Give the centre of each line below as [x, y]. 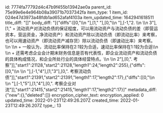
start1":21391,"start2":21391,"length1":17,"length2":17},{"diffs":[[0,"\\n [86, 77]
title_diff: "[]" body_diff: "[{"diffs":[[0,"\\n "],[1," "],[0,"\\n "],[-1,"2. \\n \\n [77, 23]
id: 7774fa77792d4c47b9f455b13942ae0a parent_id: [58, 7]
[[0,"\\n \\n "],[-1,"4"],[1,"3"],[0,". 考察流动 [46, 71]
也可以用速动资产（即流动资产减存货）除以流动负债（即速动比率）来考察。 [80, 41]
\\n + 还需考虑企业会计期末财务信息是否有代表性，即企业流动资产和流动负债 [81, 53]
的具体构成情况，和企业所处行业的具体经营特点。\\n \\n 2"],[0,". [69, 59]
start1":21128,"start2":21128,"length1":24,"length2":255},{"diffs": [81, 65]
